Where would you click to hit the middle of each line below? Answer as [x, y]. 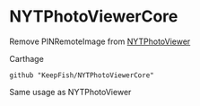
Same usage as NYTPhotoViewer [70, 92]
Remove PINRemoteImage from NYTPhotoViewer [100, 41]
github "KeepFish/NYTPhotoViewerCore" [82, 75]
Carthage [27, 58]
